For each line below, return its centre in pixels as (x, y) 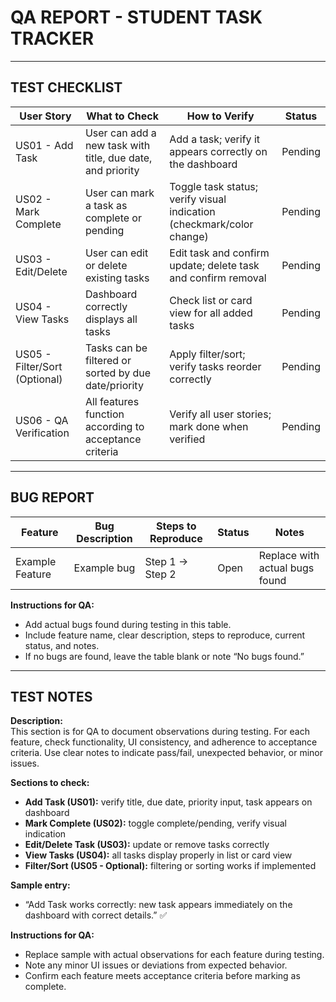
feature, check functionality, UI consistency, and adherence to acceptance (164, 742)
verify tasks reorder (215, 366)
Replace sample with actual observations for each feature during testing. (174, 955)
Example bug (104, 568)
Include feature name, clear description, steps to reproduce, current (165, 635)
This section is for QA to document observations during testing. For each (160, 732)
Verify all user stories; (220, 414)
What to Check (122, 116)
